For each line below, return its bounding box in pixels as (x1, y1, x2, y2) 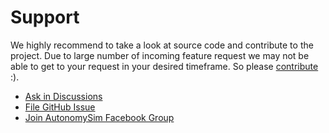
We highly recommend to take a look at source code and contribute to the (10, 39, 314, 51)
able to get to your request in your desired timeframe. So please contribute (10, 60, 319, 72)
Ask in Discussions (24, 90, 103, 102)
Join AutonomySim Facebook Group (24, 111, 175, 123)
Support (10, 6, 80, 29)
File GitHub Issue (24, 101, 96, 113)
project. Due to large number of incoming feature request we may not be (10, 49, 310, 61)
